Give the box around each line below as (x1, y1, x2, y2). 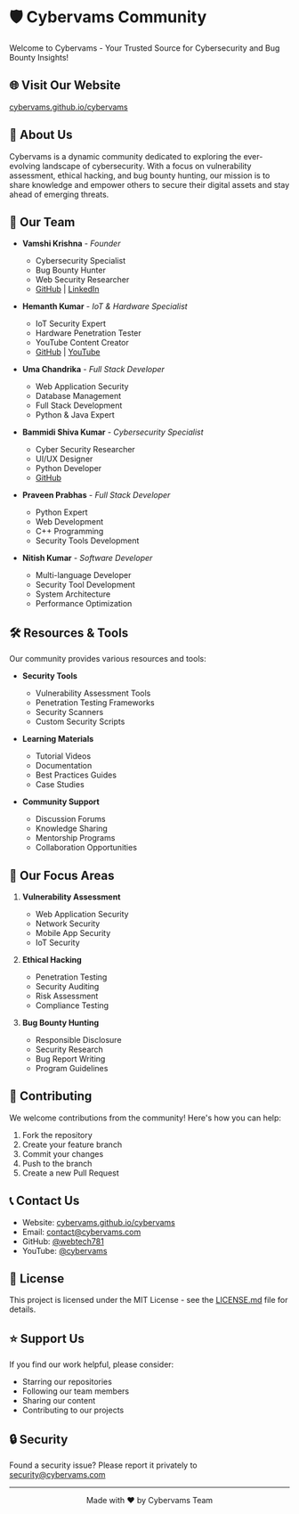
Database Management (35, 391, 122, 402)
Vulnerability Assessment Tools (35, 688, 151, 699)
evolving (9, 160, 41, 171)
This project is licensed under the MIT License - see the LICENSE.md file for (9, 1295, 288, 1306)
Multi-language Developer (35, 570, 132, 581)
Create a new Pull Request (21, 1168, 120, 1178)
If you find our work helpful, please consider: (9, 1359, 174, 1370)
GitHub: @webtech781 (21, 1235, 104, 1247)
